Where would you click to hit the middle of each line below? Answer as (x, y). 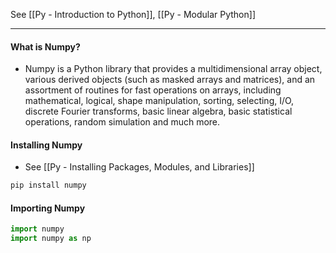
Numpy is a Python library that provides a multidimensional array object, (173, 69)
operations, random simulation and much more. (122, 122)
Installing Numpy (46, 145)
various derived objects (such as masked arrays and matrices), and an (170, 80)
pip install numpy (48, 185)
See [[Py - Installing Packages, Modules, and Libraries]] (139, 167)
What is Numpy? (45, 46)
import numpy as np (51, 239)
